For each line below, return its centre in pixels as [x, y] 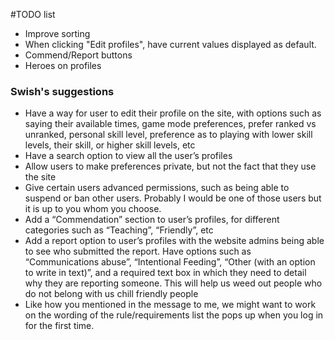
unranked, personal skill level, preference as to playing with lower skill [168, 135]
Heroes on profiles [63, 65]
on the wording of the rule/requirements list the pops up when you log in [174, 315]
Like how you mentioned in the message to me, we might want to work [170, 305]
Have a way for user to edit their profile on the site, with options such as [173, 113]
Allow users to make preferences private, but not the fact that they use [170, 166]
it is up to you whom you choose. [93, 209]
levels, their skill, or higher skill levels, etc [110, 145]
